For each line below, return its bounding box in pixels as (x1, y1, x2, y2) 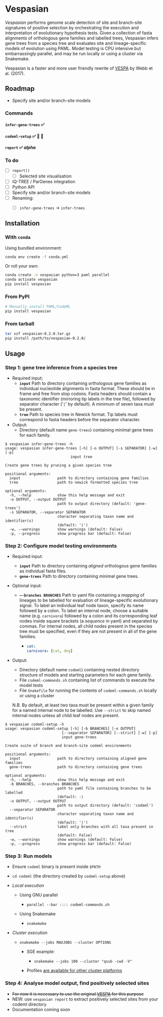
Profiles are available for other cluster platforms (26, 968, 123, 974)
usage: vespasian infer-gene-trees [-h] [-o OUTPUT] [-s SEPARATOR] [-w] (5, 446, 158, 450)
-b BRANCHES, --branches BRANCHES (9, 782, 79, 786)
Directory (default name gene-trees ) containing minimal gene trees (19, 427, 153, 432)
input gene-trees (61, 735, 97, 740)
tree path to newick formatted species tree (9, 480, 138, 485)
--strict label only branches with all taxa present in (9, 824, 153, 829)
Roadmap (5, 84, 35, 93)
